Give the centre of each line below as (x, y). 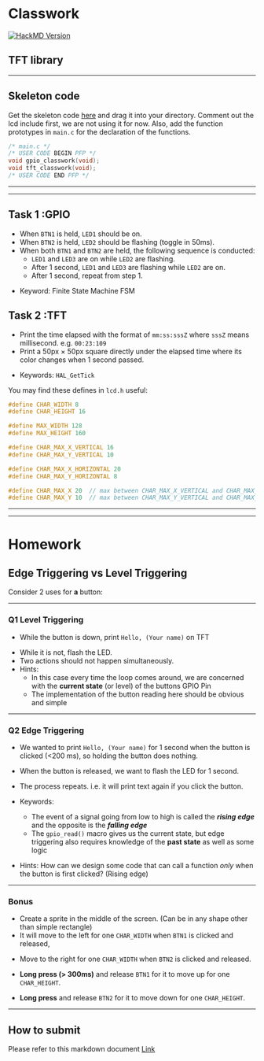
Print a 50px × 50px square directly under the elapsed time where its (130, 351)
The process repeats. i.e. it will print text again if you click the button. (131, 786)
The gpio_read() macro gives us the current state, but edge (128, 833)
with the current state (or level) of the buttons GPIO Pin (121, 686)
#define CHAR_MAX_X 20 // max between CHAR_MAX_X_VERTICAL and (115, 490)
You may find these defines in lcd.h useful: (78, 390)
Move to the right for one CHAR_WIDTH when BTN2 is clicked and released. (135, 959)
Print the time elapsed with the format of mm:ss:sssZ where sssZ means (134, 335)
